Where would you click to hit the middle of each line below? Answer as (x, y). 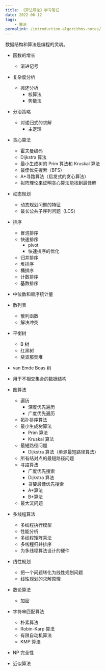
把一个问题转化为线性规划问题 (51, 573)
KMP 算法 (30, 642)
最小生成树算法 (36, 426)
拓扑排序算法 (34, 420)
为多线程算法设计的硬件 (45, 551)
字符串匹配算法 (28, 611)
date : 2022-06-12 (24, 15)
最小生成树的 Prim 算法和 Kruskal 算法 (60, 164)
